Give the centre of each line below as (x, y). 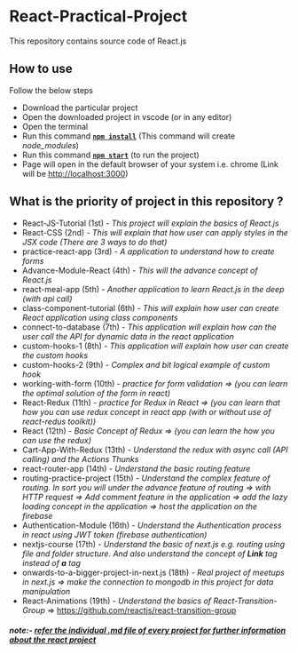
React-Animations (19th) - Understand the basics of (117, 601)
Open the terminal (55, 126)
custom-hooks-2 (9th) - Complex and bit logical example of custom (146, 364)
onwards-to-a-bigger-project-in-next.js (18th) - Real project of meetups (153, 572)
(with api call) (47, 299)
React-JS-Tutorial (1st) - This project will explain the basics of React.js (150, 223)
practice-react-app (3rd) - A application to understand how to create (148, 251)
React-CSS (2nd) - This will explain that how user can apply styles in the (155, 232)
